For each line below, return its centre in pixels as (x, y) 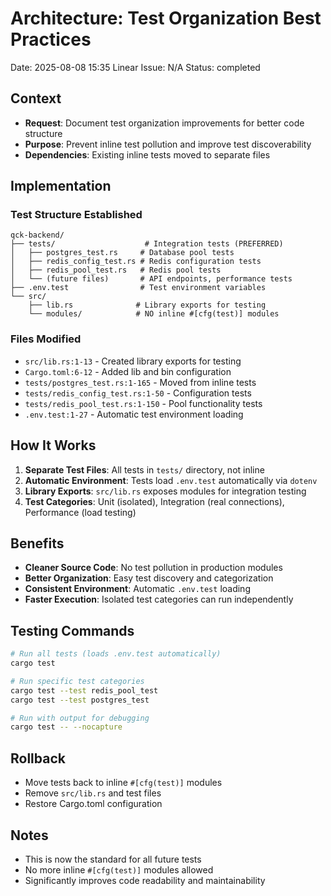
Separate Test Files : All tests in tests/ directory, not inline (144, 469)
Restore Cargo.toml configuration (93, 804)
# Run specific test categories (77, 681)
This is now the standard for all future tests (113, 859)
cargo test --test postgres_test (80, 700)
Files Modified (46, 339)
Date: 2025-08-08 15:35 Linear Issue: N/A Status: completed (135, 67)
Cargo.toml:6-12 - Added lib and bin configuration (128, 371)
